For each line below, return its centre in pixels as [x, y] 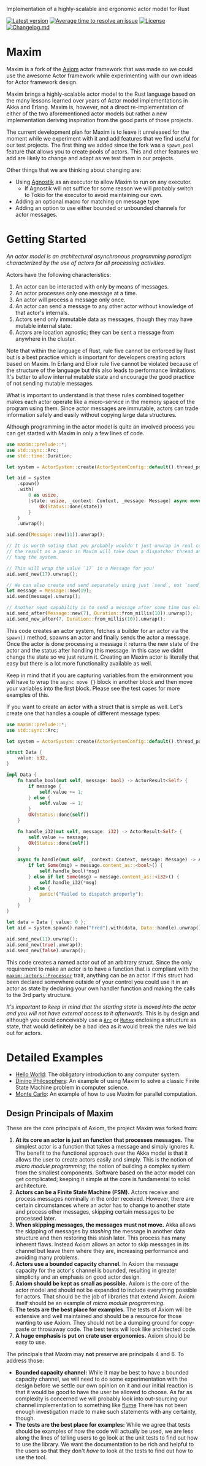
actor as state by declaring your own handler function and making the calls [101, 988]
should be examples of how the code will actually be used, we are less [104, 1431]
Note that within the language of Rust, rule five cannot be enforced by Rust [101, 351]
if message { [45, 786]
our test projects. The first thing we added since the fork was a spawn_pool [100, 145]
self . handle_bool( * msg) [69, 871]
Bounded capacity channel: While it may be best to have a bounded [102, 1373]
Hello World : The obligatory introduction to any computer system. [98, 1074]
